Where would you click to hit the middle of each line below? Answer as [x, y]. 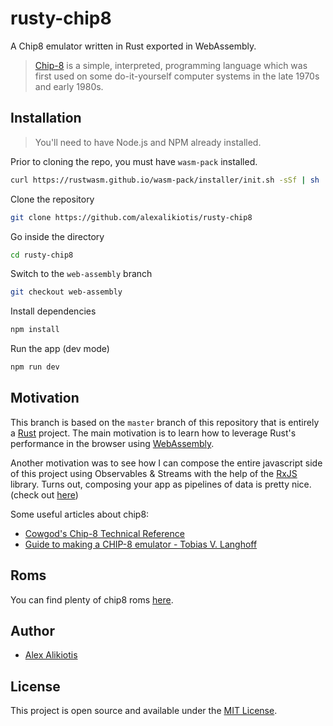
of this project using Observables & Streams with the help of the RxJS [154, 473]
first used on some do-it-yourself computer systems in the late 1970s [177, 76]
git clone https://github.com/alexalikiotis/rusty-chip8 [131, 217]
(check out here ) [44, 494]
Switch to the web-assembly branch [81, 274]
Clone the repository [52, 199]
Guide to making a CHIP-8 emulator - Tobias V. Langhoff [141, 544]
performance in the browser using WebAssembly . [112, 443]
